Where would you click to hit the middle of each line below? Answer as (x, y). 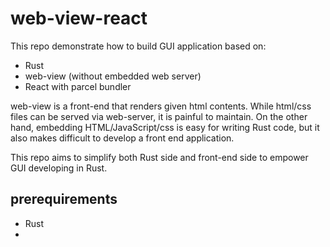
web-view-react (79, 18)
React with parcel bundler (78, 86)
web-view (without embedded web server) (113, 76)
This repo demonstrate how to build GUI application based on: (138, 46)
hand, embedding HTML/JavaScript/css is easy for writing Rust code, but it (165, 127)
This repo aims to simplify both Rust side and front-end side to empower (159, 157)
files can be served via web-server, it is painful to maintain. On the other (159, 116)
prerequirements (64, 199)
